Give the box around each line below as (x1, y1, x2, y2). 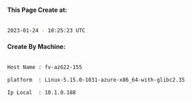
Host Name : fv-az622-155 (7, 64, 82, 71)
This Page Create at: (7, 6, 67, 14)
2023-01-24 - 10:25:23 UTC (7, 27, 86, 34)
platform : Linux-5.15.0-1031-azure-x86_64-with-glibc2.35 (7, 77, 186, 84)
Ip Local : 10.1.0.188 (7, 89, 77, 96)
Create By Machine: (7, 42, 66, 50)
